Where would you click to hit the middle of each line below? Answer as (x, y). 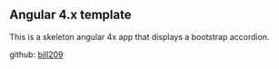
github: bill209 (36, 54)
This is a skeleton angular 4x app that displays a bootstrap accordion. (139, 36)
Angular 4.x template (70, 15)
